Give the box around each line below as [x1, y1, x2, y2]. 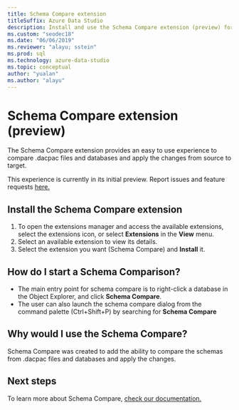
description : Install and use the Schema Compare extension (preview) [7, 24, 221, 31]
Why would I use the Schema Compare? [7, 328, 188, 340]
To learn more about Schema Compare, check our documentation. [7, 394, 202, 403]
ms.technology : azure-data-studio [7, 57, 110, 64]
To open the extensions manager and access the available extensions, [17, 222, 224, 231]
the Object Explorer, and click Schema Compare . [17, 292, 162, 300]
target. [7, 161, 27, 170]
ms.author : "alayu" [7, 76, 65, 84]
